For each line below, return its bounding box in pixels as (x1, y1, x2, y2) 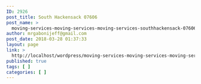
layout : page (6, 42, 39, 48)
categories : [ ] (6, 69, 47, 75)
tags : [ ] (6, 63, 31, 70)
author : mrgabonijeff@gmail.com (6, 31, 87, 37)
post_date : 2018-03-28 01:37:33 (6, 36, 87, 42)
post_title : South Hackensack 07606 (6, 14, 98, 20)
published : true (6, 58, 47, 64)
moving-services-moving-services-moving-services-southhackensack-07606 (11, 25, 197, 31)
